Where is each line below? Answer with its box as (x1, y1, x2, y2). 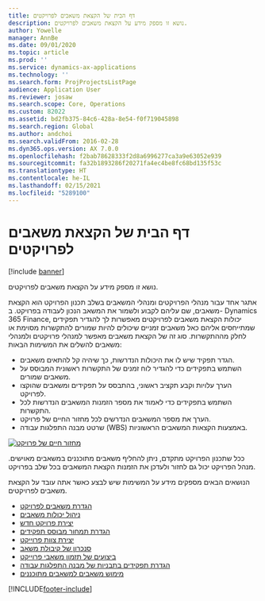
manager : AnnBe (8, 33, 59, 42)
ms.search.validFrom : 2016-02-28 (8, 137, 119, 145)
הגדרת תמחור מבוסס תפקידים (19, 526, 111, 536)
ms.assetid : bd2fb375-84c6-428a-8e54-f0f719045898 (8, 115, 179, 123)
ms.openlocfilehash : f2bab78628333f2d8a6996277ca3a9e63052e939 (8, 152, 222, 160)
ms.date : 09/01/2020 (8, 41, 77, 49)
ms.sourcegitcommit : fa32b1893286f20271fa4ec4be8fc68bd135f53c (8, 160, 222, 168)
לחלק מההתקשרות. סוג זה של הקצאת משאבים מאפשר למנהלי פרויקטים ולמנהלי (8, 331, 247, 340)
